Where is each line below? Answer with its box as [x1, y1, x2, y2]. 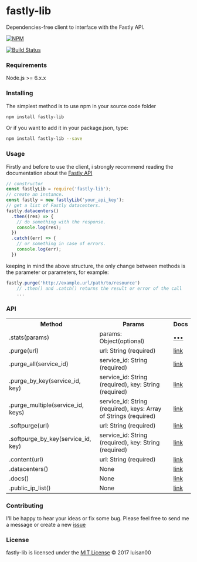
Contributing [6, 501, 43, 510]
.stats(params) [9, 333, 50, 342]
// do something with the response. [16, 219, 107, 225]
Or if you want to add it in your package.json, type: [6, 125, 129, 132]
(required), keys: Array [99, 404, 162, 413]
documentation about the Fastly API [6, 169, 93, 176]
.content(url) [9, 455, 44, 463]
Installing [6, 89, 33, 98]
